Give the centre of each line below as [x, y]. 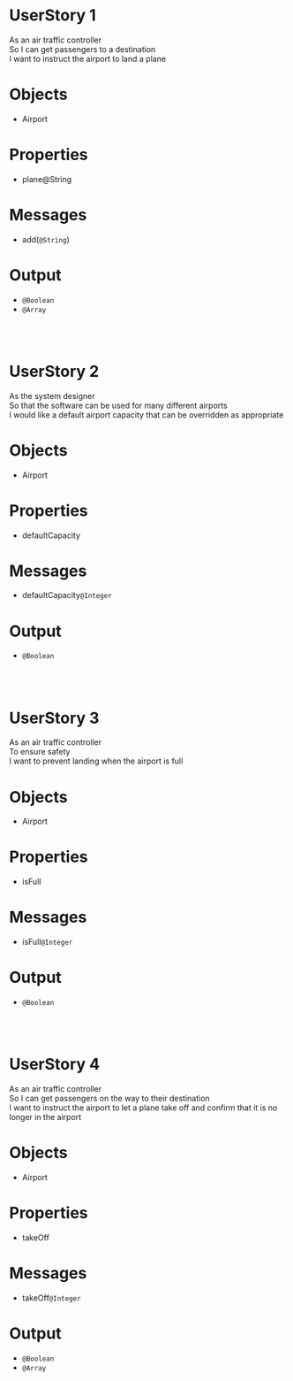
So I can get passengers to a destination [83, 49]
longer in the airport [45, 1117]
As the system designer [52, 395]
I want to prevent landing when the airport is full [96, 761]
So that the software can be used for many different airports [118, 405]
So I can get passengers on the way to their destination [109, 1098]
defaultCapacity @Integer [67, 595]
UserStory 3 [54, 718]
